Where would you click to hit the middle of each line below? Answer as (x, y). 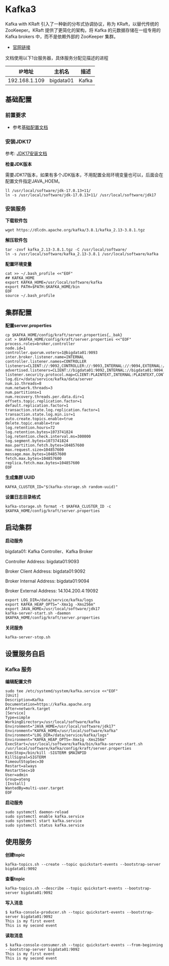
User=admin (17, 775)
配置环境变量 (18, 264)
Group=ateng (18, 779)
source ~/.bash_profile (30, 296)
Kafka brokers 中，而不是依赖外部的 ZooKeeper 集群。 (62, 36)
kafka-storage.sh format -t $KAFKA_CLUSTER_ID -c (58, 507)
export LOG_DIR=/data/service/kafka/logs (49, 600)
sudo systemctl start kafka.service (44, 821)
